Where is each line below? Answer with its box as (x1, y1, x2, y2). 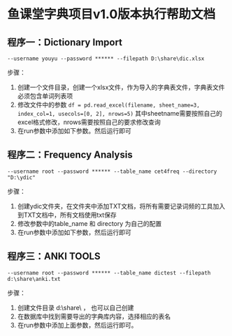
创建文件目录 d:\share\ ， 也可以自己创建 (17, 303, 134, 312)
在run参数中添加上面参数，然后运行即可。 (17, 321, 138, 329)
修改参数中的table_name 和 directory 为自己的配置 (17, 219, 162, 227)
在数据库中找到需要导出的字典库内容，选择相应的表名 (17, 312, 171, 321)
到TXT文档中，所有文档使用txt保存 (17, 211, 117, 219)
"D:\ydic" (7, 174, 36, 181)
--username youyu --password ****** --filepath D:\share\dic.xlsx (7, 55, 205, 62)
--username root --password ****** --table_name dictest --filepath (7, 269, 211, 276)
